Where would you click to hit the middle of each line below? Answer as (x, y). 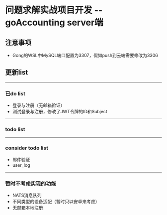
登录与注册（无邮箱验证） (39, 105)
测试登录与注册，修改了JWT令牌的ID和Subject (60, 112)
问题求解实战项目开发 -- (54, 10)
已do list (15, 93)
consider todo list (27, 148)
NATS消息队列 (27, 195)
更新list (17, 72)
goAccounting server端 (54, 23)
